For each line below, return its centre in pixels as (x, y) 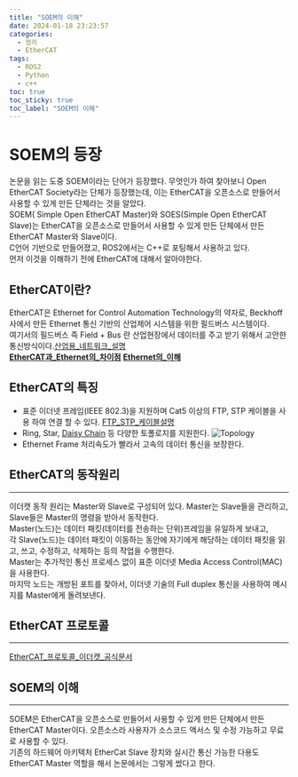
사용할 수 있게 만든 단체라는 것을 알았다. (78, 203)
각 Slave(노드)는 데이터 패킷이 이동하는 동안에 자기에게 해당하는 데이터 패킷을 (143, 539)
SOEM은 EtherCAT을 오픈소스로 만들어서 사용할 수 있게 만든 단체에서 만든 (137, 719)
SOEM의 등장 (55, 155)
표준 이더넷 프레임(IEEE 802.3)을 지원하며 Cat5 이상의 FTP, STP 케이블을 (149, 410)
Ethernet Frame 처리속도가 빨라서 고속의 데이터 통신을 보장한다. (133, 444)
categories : (31, 34)
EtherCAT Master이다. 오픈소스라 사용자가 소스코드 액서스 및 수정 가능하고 (138, 730)
